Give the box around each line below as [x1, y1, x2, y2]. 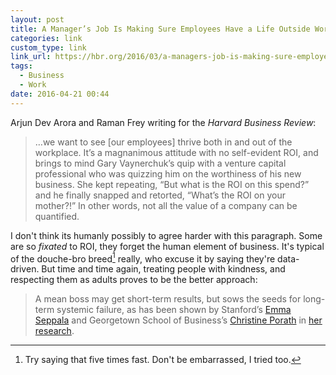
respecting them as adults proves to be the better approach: [10, 274, 258, 286]
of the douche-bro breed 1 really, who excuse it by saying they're [10, 251, 276, 265]
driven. [10, 263, 40, 275]
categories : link [10, 33, 83, 43]
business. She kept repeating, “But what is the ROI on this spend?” [34, 178, 310, 190]
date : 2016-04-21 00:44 [10, 89, 110, 99]
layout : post [10, 14, 65, 25]
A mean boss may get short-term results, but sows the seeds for [34, 293, 302, 305]
